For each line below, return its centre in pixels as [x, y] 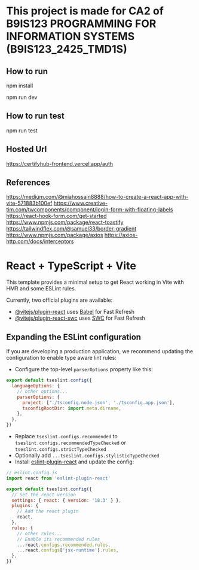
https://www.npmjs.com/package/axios [55, 235]
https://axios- [121, 235]
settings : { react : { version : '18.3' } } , [66, 500]
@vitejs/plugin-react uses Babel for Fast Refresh [75, 312]
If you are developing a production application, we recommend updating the [99, 351]
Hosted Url [27, 149]
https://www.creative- [81, 203]
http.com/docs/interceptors [40, 241]
